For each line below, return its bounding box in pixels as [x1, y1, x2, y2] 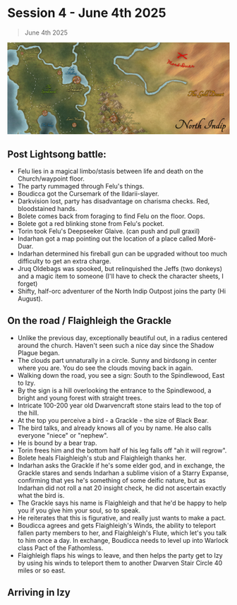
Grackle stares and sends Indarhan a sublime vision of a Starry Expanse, [17, 468, 229, 477]
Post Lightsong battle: [7, 148, 107, 160]
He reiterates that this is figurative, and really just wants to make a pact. [17, 513, 226, 522]
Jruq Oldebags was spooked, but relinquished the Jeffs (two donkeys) [17, 264, 223, 272]
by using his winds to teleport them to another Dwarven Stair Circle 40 [17, 558, 223, 567]
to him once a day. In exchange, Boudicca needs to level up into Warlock [17, 536, 229, 544]
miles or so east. [17, 566, 66, 575]
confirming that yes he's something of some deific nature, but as [17, 476, 206, 484]
